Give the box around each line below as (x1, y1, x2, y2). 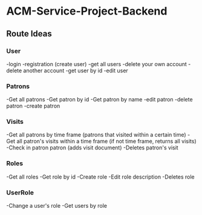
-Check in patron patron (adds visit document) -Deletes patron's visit (6, 144, 178, 151)
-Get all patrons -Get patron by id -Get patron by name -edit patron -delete (6, 96, 193, 103)
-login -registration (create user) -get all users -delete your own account (6, 60, 187, 67)
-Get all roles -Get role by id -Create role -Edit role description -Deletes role (6, 173, 195, 180)
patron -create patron (6, 102, 60, 110)
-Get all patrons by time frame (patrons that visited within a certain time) (6, 131, 186, 138)
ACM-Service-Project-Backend (6, 4, 168, 18)
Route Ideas (6, 29, 53, 39)
